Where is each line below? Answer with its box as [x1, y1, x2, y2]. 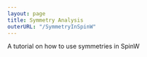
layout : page [7, 10, 46, 17]
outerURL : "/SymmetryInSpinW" [7, 23, 97, 30]
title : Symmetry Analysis [7, 17, 83, 24]
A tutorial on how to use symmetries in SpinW [7, 42, 140, 51]
